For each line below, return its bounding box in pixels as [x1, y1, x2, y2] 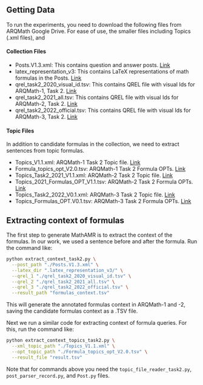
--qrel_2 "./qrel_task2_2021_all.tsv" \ [12, 279, 115, 285]
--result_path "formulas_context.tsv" [12, 290, 110, 296]
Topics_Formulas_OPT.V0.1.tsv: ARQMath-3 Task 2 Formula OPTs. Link [15, 198, 191, 205]
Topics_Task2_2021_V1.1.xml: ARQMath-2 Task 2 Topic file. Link [15, 172, 173, 179]
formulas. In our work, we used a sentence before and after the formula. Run [6, 238, 198, 245]
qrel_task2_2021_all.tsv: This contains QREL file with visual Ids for [15, 94, 179, 101]
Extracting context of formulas [6, 215, 125, 226]
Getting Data [6, 5, 55, 15]
